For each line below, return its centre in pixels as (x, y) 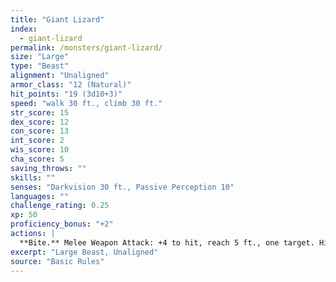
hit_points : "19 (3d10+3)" (66, 94)
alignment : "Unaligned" (60, 76)
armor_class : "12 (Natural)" (71, 85)
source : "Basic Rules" (57, 261)
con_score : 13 (40, 131)
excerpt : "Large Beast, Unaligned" (84, 252)
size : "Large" (40, 57)
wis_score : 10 (40, 150)
